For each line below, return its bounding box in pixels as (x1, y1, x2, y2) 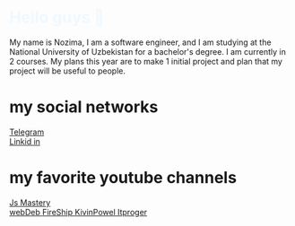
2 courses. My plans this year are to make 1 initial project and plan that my (9, 56, 282, 66)
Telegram (9, 126, 45, 137)
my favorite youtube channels (9, 168, 238, 188)
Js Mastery (9, 196, 51, 208)
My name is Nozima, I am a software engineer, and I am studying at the (9, 37, 272, 48)
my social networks (9, 97, 159, 117)
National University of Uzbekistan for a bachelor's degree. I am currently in (9, 46, 287, 56)
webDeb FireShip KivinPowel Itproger (9, 206, 148, 217)
